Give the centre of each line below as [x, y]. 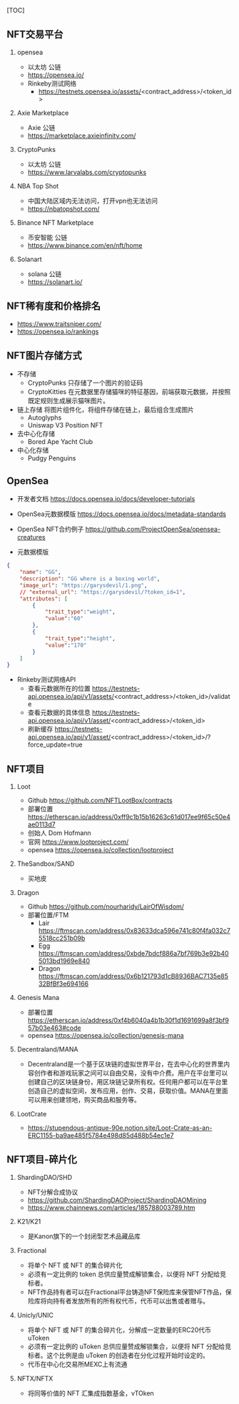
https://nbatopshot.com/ [63, 208]
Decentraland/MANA [47, 1049]
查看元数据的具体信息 [59, 712]
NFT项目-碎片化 [42, 1160]
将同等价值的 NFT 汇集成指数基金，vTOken [91, 1393]
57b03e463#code [54, 1028]
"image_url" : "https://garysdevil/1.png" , [83, 585]
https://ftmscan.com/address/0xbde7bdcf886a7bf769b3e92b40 [133, 954]
